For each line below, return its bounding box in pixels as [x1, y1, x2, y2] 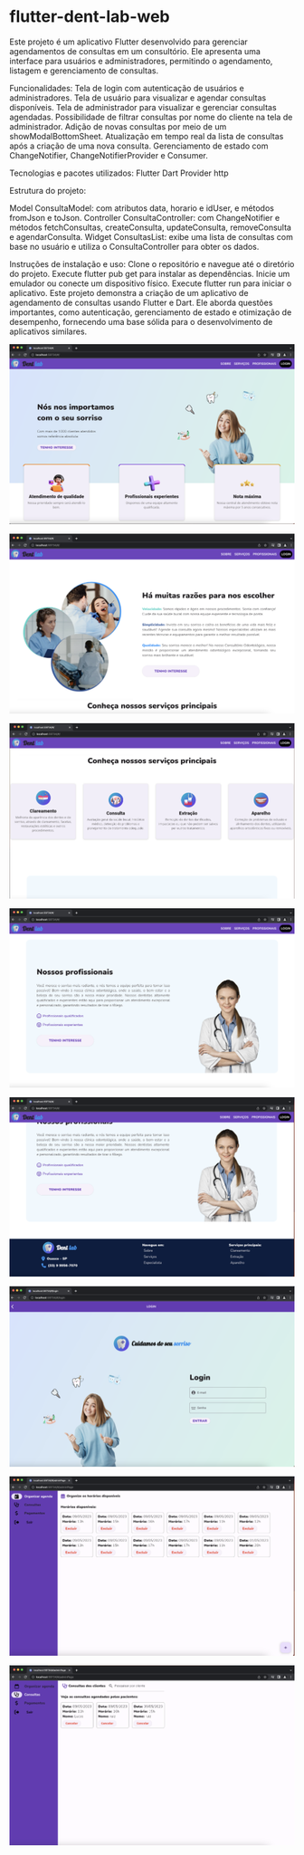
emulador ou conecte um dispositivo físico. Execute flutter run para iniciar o [9, 278, 292, 289]
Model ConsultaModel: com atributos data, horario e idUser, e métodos [9, 202, 274, 214]
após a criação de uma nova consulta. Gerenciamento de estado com [9, 140, 269, 151]
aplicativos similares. [9, 326, 88, 337]
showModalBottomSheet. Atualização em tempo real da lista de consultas [9, 130, 284, 141]
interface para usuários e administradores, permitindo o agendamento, [9, 55, 273, 66]
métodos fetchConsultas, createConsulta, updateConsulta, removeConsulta [9, 222, 292, 233]
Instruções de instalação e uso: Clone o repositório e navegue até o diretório [9, 258, 295, 269]
